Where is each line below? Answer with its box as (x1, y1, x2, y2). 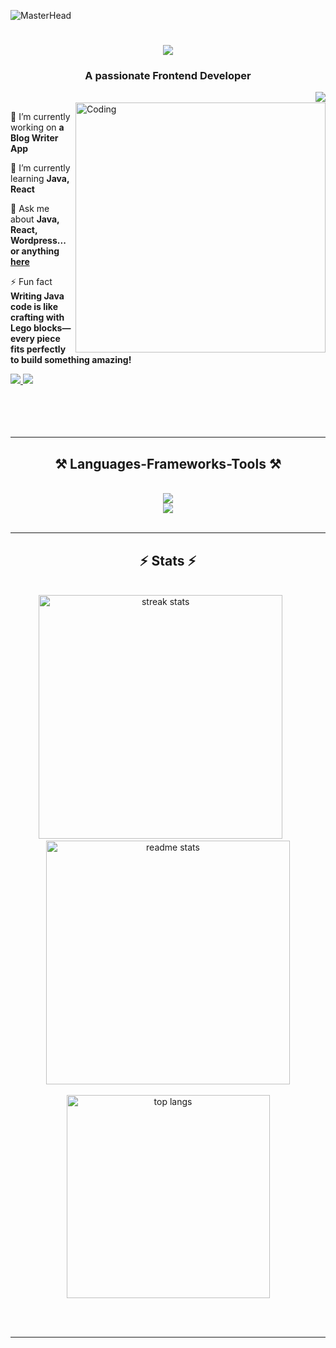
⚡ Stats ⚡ (139, 552, 197, 569)
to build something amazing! (10, 354, 132, 366)
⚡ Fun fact (10, 276, 53, 288)
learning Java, (10, 173, 70, 185)
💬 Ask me (10, 203, 50, 215)
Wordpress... (10, 235, 67, 247)
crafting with (10, 311, 65, 324)
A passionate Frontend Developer (84, 69, 252, 83)
